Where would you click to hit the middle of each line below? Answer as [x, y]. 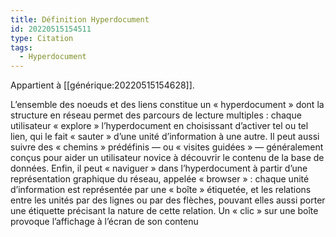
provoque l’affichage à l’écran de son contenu [104, 222]
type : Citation [42, 38]
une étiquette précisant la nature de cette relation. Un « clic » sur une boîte [164, 211]
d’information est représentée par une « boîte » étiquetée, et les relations [161, 190]
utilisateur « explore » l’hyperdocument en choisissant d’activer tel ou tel [159, 126]
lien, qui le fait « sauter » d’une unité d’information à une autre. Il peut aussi [165, 137]
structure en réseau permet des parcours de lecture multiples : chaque [156, 115]
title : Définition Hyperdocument [80, 19]
